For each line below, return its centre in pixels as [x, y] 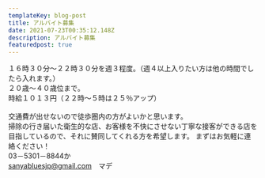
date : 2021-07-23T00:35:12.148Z [61, 30]
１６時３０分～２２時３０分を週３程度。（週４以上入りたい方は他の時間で [128, 69]
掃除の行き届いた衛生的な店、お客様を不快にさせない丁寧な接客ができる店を [133, 127]
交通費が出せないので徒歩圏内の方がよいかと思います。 [98, 116]
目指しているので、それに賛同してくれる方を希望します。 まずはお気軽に [126, 136]
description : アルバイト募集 [52, 38]
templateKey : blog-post [47, 15]
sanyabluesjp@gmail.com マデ [61, 166]
